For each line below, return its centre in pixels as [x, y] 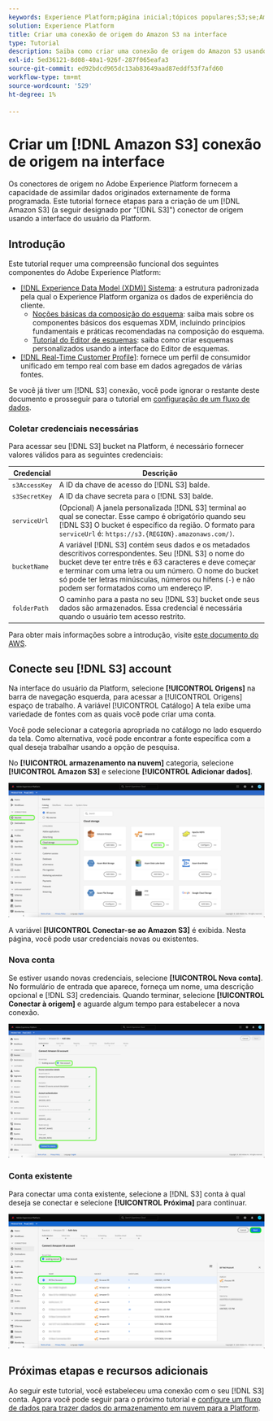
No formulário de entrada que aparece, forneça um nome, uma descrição [131, 986]
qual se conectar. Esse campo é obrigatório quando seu [152, 516]
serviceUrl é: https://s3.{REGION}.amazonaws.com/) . [147, 534]
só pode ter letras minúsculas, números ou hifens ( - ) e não [157, 579]
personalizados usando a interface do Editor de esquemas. [131, 349]
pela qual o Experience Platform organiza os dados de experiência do [136, 297]
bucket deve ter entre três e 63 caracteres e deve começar [157, 562]
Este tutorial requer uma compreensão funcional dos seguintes [114, 264]
